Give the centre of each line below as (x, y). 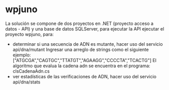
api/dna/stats (26, 82)
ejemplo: (22, 55)
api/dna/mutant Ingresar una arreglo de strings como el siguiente (80, 49)
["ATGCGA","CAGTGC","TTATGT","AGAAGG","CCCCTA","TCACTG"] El (84, 60)
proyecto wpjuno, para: (30, 34)
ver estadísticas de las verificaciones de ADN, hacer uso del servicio (84, 76)
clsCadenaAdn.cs (31, 71)
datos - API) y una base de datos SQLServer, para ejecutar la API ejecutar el (85, 28)
